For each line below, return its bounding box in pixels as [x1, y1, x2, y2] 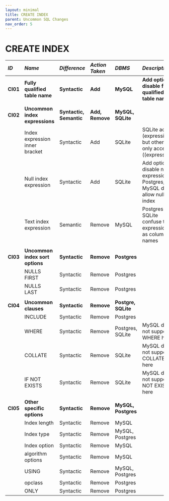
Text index [24, 218, 49, 225]
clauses [24, 305, 44, 312]
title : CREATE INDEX [5, 12, 49, 17]
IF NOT [24, 376, 41, 383]
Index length [24, 419, 54, 426]
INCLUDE [24, 313, 47, 320]
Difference [59, 65, 86, 72]
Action [90, 62, 107, 69]
